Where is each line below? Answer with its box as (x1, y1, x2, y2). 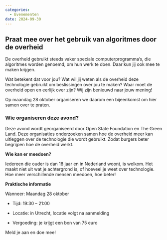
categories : (5, 7, 30, 12)
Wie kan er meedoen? (5, 151, 51, 157)
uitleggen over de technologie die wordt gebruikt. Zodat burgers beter (5, 136, 149, 142)
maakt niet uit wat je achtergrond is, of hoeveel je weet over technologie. (5, 166, 155, 172)
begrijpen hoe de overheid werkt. (5, 142, 74, 148)
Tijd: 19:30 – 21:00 (12, 201, 50, 207)
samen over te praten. (5, 102, 51, 108)
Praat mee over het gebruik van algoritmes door (5, 35, 157, 43)
